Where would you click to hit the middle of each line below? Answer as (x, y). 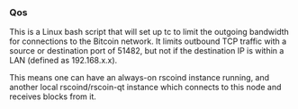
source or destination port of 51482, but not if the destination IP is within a (147, 51)
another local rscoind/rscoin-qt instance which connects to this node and (145, 88)
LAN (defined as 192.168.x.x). (63, 61)
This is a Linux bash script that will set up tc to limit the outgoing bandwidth (149, 32)
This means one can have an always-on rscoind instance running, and (140, 78)
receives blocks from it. (53, 96)
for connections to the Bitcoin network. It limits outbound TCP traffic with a (148, 41)
